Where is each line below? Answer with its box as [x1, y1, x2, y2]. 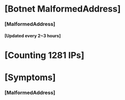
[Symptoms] [4, 72, 56, 83]
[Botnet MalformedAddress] [4, 3, 121, 15]
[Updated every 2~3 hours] [4, 33, 61, 38]
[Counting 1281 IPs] [4, 50, 85, 61]
